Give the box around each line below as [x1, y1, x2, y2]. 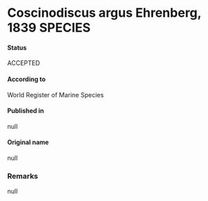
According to [7, 75, 46, 83]
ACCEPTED [7, 59, 40, 67]
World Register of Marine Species [7, 90, 104, 99]
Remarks [7, 171, 38, 181]
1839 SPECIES [7, 20, 91, 36]
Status [7, 43, 27, 52]
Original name [7, 138, 49, 146]
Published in [7, 106, 44, 115]
